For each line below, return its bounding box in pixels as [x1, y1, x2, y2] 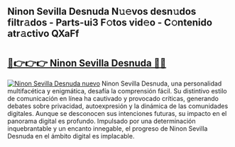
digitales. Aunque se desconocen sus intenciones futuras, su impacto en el [7, 110, 227, 117]
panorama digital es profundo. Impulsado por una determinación [7, 117, 196, 125]
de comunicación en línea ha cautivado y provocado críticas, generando [7, 95, 219, 102]
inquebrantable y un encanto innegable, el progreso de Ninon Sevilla [7, 124, 208, 133]
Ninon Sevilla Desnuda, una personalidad [102, 79, 222, 88]
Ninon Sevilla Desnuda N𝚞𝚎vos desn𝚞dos [7, 6, 197, 18]
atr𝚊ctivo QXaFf [7, 28, 80, 40]
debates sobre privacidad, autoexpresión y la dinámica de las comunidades [7, 102, 229, 110]
